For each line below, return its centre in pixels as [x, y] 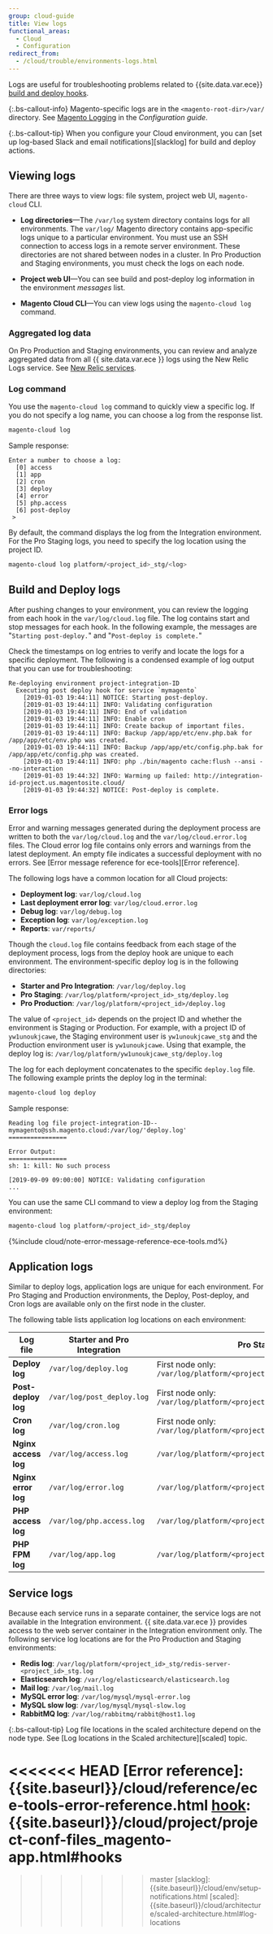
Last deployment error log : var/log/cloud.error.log [108, 903]
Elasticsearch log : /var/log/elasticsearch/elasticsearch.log [125, 1679]
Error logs [28, 810]
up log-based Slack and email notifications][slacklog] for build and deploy [132, 141]
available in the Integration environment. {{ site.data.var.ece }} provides [128, 1621]
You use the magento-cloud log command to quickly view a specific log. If [132, 406]
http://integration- [229, 776]
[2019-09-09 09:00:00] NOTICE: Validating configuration [107, 1180]
